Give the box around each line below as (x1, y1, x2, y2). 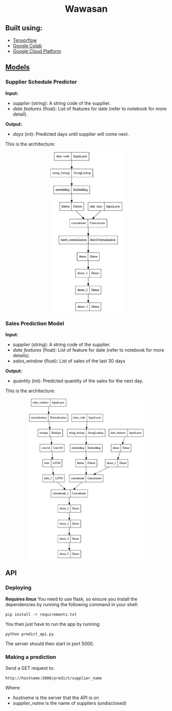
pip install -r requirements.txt (5, 612, 77, 617)
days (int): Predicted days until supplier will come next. (12, 131, 129, 137)
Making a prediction (5, 653, 56, 661)
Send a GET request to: (5, 665, 55, 671)
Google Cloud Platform (12, 48, 62, 54)
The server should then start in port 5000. (5, 641, 94, 647)
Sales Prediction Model (5, 320, 64, 327)
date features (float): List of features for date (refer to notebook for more (12, 105, 167, 112)
